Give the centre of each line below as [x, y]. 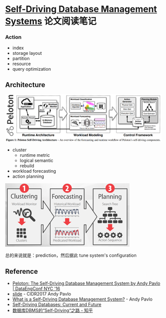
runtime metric [35, 155]
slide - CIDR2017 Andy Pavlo [41, 294]
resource [22, 64]
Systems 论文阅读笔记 [51, 21]
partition [21, 59]
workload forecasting [34, 171]
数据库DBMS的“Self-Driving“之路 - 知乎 [53, 311]
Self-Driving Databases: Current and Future [57, 305]
